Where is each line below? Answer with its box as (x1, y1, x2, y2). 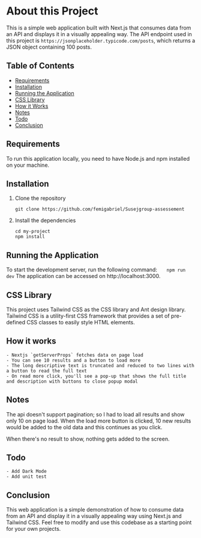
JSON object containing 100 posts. (6, 43, 92, 51)
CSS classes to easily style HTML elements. (26, 319, 135, 326)
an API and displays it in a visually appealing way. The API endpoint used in (6, 30, 192, 37)
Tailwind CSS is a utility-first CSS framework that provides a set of (6, 312, 170, 320)
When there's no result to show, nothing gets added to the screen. (6, 435, 170, 442)
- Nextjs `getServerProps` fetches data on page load (6, 352, 144, 358)
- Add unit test (6, 474, 47, 480)
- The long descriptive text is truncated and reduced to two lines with (6, 362, 195, 368)
